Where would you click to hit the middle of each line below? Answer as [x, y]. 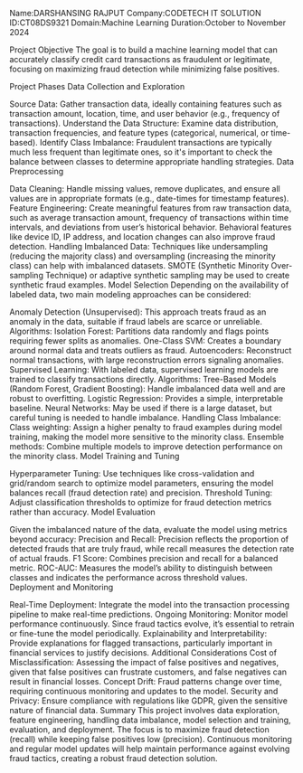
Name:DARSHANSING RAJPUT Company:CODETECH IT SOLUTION [136, 13]
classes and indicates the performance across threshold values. [128, 577]
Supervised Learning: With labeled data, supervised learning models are [144, 369]
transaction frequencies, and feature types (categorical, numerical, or [139, 133]
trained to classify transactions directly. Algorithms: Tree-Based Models [143, 379]
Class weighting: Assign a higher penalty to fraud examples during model [146, 427]
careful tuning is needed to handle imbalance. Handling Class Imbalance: [146, 418]
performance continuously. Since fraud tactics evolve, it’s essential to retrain [152, 624]
